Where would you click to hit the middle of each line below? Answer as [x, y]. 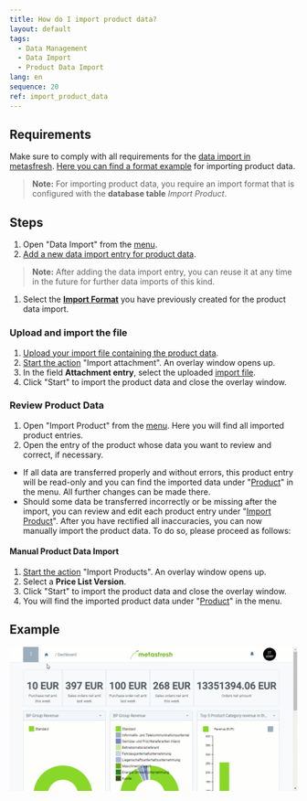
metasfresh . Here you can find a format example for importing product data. [153, 166]
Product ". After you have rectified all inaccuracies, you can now [143, 520]
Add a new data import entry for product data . [109, 254]
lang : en [26, 78]
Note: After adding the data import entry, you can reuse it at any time [162, 272]
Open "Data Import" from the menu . [90, 245]
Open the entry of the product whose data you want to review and [147, 444]
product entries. [53, 435]
